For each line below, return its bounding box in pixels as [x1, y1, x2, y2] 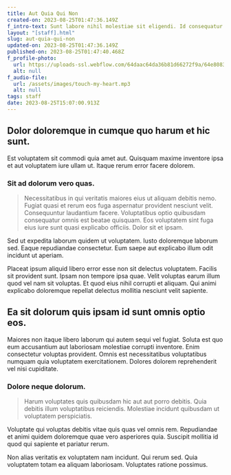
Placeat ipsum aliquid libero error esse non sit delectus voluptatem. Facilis [7, 264, 217, 272]
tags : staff [7, 93, 41, 100]
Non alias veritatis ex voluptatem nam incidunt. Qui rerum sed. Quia [7, 453, 198, 461]
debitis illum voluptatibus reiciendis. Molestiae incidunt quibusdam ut [23, 405, 220, 413]
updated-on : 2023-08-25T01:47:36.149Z [7, 42, 118, 49]
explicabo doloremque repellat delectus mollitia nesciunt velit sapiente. [7, 286, 208, 294]
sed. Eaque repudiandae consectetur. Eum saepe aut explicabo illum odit [7, 243, 214, 252]
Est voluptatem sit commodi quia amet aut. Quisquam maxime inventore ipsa [7, 154, 223, 162]
